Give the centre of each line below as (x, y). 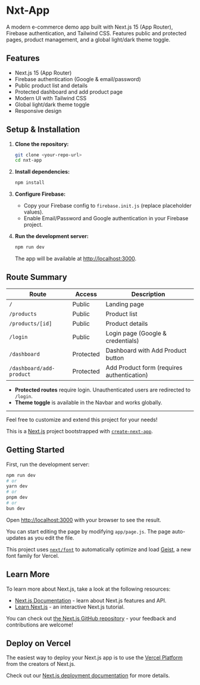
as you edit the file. (51, 538)
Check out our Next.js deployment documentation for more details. (88, 675)
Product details (127, 323)
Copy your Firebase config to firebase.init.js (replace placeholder (108, 206)
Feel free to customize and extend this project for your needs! (82, 419)
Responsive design (38, 110)
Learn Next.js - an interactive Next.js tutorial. (70, 607)
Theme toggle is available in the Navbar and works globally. (88, 402)
